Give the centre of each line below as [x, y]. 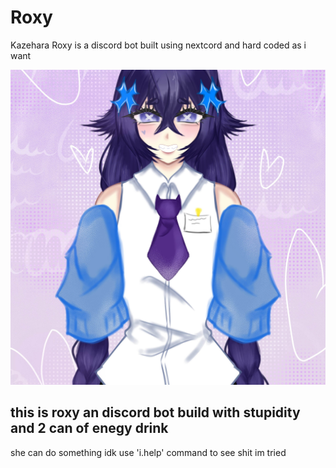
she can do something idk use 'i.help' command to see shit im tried [148, 452]
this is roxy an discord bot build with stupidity [155, 412]
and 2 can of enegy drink [89, 428]
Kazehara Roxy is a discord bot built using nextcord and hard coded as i [158, 45]
